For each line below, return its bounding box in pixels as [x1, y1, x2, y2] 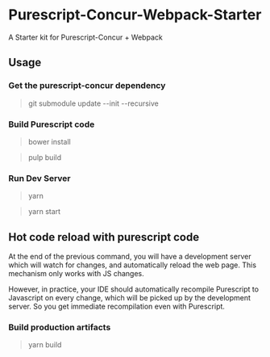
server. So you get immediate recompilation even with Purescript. [8, 301, 226, 312]
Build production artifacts [8, 321, 111, 333]
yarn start [27, 207, 61, 216]
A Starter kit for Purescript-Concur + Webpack [8, 32, 163, 42]
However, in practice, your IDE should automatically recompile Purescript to [8, 284, 260, 294]
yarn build [27, 340, 62, 350]
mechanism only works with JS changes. [8, 269, 144, 279]
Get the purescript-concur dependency [8, 80, 166, 91]
